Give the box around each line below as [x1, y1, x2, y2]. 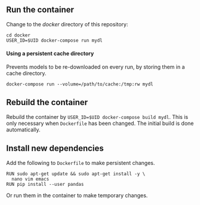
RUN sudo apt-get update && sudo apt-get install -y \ [6, 170, 146, 177]
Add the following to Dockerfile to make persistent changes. [6, 159, 155, 166]
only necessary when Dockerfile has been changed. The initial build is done [6, 120, 194, 127]
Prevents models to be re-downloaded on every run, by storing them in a [6, 63, 185, 71]
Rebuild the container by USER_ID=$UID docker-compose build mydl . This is [6, 113, 189, 120]
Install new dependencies [6, 143, 104, 154]
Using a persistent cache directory [6, 50, 94, 57]
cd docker [6, 32, 31, 38]
